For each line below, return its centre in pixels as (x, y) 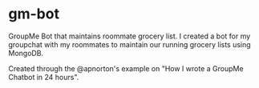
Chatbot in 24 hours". (44, 77)
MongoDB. (26, 53)
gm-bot (34, 14)
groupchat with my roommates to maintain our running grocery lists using (129, 44)
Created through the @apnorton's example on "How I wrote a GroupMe (126, 68)
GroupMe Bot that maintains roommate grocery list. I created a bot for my (129, 36)
